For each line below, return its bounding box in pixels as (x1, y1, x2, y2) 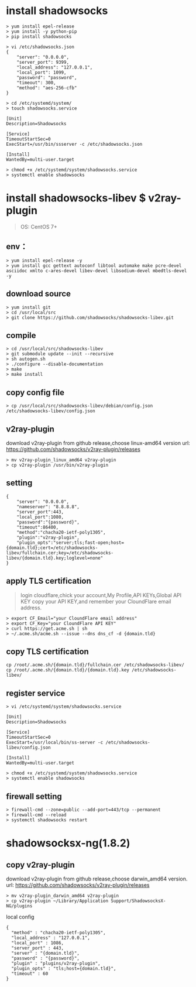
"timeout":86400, (16, 524, 59, 530)
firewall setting (6, 791, 63, 801)
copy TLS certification (6, 646, 89, 656)
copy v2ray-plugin (6, 859, 75, 870)
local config (6, 913, 35, 920)
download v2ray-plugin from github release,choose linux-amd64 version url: (6, 439, 190, 446)
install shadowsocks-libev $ (6, 191, 146, 205)
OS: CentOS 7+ (20, 223, 57, 230)
